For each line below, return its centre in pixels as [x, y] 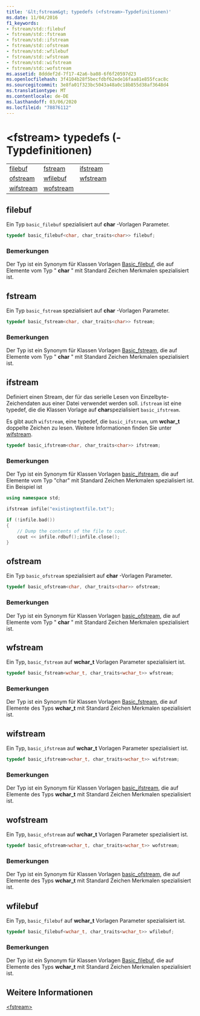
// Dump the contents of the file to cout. [73, 531]
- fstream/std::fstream [36, 34]
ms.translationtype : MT [36, 91]
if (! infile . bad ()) [31, 520]
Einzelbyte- [155, 397]
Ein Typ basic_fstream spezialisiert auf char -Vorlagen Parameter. [88, 311]
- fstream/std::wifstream [39, 62]
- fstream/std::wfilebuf [37, 51]
